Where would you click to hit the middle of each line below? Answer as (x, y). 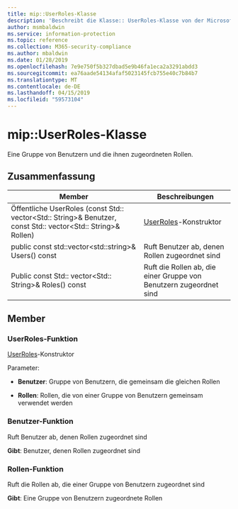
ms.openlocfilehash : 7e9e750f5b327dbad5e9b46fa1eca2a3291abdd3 (103, 67)
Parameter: (24, 368)
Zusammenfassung (51, 177)
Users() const (34, 255)
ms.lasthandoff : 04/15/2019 (49, 93)
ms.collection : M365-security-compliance (69, 47)
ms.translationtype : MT (42, 80)
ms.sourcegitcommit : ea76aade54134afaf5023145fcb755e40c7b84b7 (103, 73)
